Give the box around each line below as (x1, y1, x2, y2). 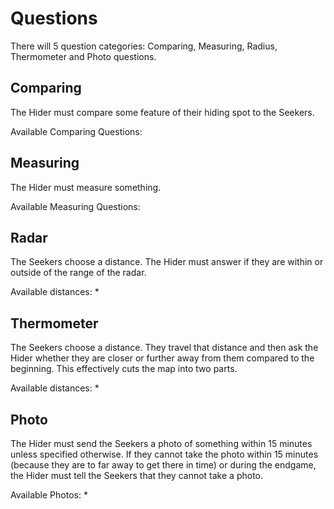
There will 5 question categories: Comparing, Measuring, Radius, (10, 40, 278, 52)
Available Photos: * (10, 489, 88, 501)
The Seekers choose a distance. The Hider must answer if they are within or (10, 256, 324, 268)
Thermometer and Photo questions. (10, 50, 157, 62)
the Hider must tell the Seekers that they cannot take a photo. (10, 470, 263, 481)
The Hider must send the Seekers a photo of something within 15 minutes (10, 438, 313, 449)
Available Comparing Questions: (10, 125, 143, 137)
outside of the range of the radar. (10, 267, 147, 279)
